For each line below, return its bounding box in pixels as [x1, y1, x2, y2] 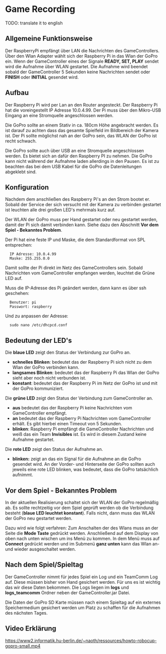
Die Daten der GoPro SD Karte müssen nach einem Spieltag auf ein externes [5, 599, 161, 605]
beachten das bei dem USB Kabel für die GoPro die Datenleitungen [5, 163, 142, 169]
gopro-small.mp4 [5, 643, 41, 649]
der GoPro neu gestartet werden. [5, 516, 73, 521]
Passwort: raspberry [9, 304, 52, 309]
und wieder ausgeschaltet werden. [5, 546, 76, 552]
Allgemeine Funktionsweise [5, 34, 93, 43]
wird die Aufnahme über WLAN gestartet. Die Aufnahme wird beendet [5, 63, 148, 69]
